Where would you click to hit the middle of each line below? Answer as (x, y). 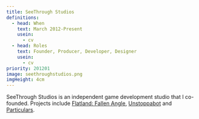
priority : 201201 (28, 68)
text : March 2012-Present (50, 29)
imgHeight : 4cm (25, 80)
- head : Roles (29, 46)
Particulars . (21, 110)
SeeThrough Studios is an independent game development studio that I (95, 97)
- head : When (28, 23)
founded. (18, 103)
